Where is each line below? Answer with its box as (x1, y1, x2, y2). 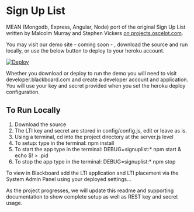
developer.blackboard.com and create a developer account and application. (6, 76, 189, 83)
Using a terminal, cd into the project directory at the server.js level (14, 133, 174, 140)
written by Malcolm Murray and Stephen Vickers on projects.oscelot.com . (6, 29, 183, 36)
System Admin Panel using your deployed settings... (6, 175, 131, 182)
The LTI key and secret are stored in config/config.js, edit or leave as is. (14, 127, 187, 134)
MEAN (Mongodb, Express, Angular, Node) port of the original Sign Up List (6, 23, 186, 30)
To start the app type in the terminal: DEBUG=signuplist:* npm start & (14, 145, 182, 152)
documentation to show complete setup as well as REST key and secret (6, 193, 178, 200)
